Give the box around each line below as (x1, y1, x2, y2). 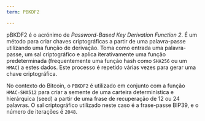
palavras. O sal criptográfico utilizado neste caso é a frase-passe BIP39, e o (6, 101, 199, 109)
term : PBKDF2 (6, 9, 40, 15)
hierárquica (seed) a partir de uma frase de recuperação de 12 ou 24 (6, 95, 180, 102)
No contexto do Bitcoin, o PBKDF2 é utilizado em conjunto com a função (6, 82, 185, 89)
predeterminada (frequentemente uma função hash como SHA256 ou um (6, 57, 187, 64)
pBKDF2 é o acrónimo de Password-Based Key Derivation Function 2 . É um (6, 31, 198, 38)
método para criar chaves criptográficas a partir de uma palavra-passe (6, 37, 186, 45)
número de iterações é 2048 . (6, 108, 78, 115)
